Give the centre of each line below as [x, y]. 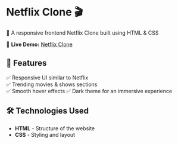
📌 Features [26, 63]
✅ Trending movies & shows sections [52, 84]
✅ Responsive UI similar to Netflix [47, 77]
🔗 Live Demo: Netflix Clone [39, 44]
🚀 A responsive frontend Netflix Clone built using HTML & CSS [82, 33]
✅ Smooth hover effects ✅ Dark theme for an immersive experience [89, 91]
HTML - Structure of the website [55, 128]
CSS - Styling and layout [45, 134]
